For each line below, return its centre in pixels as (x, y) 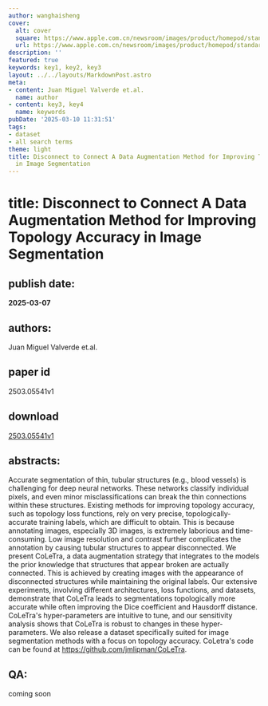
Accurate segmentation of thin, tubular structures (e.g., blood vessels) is (127, 480)
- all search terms (41, 142)
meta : (17, 82)
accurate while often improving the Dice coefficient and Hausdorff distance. (133, 607)
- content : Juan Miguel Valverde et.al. (77, 90)
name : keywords (41, 112)
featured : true (33, 61)
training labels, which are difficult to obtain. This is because (137, 523)
